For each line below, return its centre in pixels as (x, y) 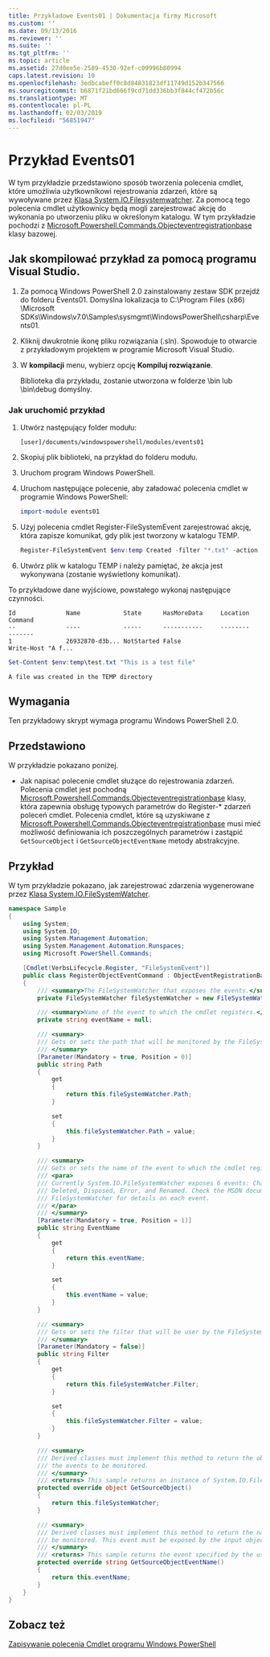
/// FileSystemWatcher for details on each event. (124, 1198)
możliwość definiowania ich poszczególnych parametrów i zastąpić (131, 833)
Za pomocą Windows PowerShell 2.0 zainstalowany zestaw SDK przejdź (140, 291)
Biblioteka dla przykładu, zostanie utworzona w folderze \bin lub (126, 380)
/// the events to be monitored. (93, 1466)
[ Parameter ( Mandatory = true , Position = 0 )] (115, 1057)
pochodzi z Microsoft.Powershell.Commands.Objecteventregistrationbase (130, 225)
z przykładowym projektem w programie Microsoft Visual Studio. (127, 349)
